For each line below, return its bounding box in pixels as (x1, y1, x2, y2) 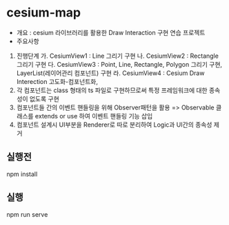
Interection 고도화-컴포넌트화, (16, 77, 98, 85)
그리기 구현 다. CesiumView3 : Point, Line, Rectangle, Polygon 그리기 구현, (16, 60, 222, 68)
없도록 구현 (29, 94, 59, 103)
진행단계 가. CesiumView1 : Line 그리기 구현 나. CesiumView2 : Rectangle (16, 52, 219, 60)
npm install (6, 170, 38, 178)
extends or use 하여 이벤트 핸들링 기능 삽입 (34, 111, 153, 120)
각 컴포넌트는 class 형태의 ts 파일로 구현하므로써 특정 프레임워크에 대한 (16, 86, 208, 94)
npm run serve (6, 210, 48, 218)
